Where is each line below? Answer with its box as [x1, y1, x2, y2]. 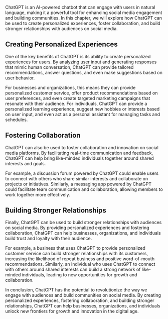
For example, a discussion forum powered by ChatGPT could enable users [5, 170, 159, 176]
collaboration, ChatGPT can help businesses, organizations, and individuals [5, 230, 161, 236]
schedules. [5, 117, 28, 123]
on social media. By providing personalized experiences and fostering [5, 225, 149, 231]
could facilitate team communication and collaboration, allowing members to [5, 186, 163, 192]
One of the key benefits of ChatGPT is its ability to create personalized [5, 53, 151, 59]
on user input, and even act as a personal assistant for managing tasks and [5, 111, 160, 117]
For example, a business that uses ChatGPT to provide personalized [5, 245, 145, 251]
